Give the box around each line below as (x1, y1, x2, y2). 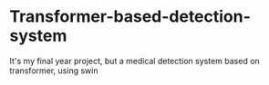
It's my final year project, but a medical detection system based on (9, 55, 260, 66)
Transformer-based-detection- (9, 6, 251, 27)
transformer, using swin (9, 65, 98, 76)
